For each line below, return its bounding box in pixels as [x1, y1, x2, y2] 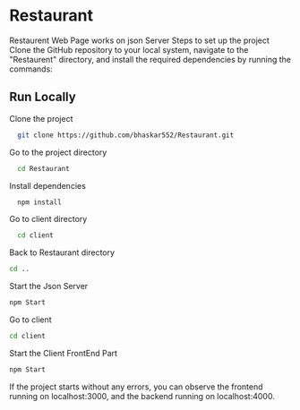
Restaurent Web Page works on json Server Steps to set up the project [9, 35, 270, 46]
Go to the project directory [9, 147, 107, 158]
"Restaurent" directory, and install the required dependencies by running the [9, 54, 291, 64]
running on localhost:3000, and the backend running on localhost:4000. [9, 390, 275, 401]
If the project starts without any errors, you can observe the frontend [9, 381, 263, 392]
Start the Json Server [9, 281, 89, 292]
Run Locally [9, 90, 76, 105]
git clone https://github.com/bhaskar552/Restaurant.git [17, 131, 235, 140]
